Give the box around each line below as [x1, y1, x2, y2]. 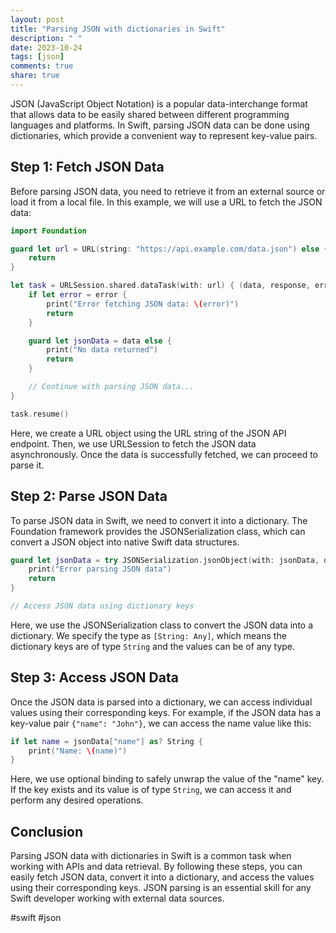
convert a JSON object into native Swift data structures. [10, 536, 240, 548]
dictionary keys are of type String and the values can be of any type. [10, 640, 296, 652]
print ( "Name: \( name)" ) [28, 746, 128, 756]
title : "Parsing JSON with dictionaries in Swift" [10, 24, 226, 34]
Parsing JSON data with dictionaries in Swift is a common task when [10, 850, 292, 862]
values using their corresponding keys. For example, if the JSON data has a [10, 706, 322, 718]
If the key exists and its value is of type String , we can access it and [10, 784, 292, 796]
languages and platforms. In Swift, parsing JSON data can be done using [10, 119, 310, 131]
